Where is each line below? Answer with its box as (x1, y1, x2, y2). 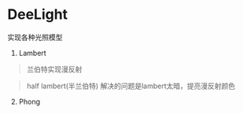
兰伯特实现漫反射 (26, 64, 83, 74)
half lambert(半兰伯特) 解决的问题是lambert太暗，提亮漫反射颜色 (26, 81, 236, 90)
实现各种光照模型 (7, 32, 63, 42)
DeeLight (7, 6, 68, 24)
